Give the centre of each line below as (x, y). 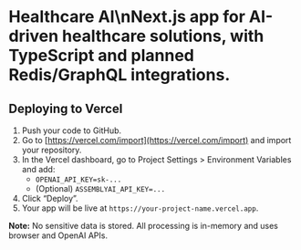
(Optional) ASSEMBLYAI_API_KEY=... (100, 188)
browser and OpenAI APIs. (58, 235)
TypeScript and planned (102, 56)
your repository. (52, 150)
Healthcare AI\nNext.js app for (127, 17)
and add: (38, 169)
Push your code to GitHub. (72, 130)
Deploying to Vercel (66, 108)
